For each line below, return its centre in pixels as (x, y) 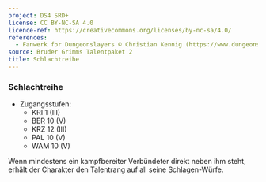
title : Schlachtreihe (44, 60)
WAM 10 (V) (51, 146)
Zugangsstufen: (46, 104)
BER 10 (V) (49, 121)
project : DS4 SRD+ (38, 15)
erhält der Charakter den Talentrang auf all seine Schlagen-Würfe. (116, 169)
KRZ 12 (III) (49, 129)
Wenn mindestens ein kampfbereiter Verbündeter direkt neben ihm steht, (127, 162)
